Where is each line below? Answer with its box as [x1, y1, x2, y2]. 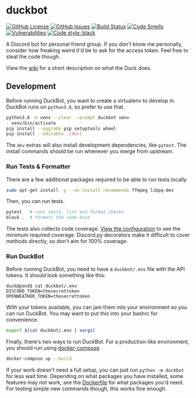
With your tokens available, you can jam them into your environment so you [6, 303, 187, 311]
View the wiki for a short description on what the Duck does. [6, 64, 152, 71]
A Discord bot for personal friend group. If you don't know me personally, [6, 41, 183, 48]
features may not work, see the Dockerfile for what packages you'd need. [6, 379, 184, 386]
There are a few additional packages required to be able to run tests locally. [6, 176, 188, 183]
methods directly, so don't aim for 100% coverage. [6, 238, 128, 245]
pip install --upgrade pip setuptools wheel [6, 126, 116, 131]
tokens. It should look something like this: [6, 272, 106, 279]
